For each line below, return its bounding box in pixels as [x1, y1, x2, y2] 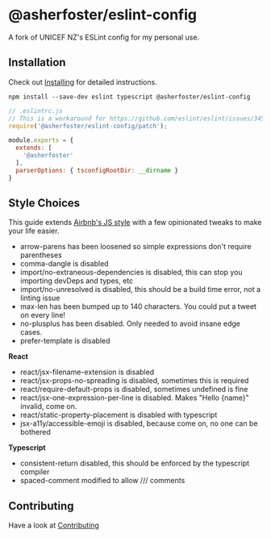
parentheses [19, 250, 62, 260]
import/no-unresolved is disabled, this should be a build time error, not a [19, 285, 261, 294]
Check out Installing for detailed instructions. [8, 77, 157, 86]
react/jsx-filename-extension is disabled [19, 367, 155, 377]
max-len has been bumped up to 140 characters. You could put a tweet [19, 302, 256, 311]
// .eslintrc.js [8, 106, 63, 115]
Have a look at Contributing [8, 520, 99, 530]
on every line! [19, 311, 66, 320]
